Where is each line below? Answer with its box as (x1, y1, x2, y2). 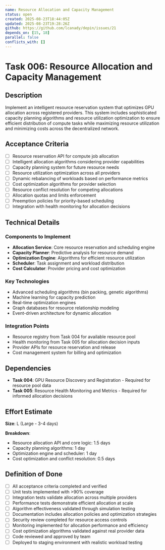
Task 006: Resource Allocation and (5, 61, 153, 72)
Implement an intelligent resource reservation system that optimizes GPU (5, 104, 155, 110)
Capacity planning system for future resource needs (12, 164, 119, 170)
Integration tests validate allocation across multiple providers (12, 494, 137, 500)
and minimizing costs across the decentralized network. (5, 125, 119, 132)
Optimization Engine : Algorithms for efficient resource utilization (12, 255, 145, 261)
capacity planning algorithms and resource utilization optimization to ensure (5, 115, 160, 121)
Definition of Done (5, 470, 63, 479)
